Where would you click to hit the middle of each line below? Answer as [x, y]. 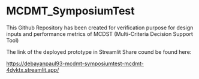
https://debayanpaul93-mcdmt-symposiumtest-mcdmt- [75, 63]
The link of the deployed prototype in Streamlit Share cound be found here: [99, 51]
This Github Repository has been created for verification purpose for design [100, 28]
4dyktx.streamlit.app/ [33, 69]
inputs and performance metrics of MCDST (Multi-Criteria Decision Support [99, 34]
